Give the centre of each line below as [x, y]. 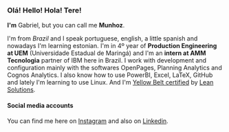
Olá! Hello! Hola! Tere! [44, 10]
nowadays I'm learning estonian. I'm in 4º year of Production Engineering [112, 46]
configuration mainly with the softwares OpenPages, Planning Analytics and [115, 68]
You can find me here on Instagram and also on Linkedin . [88, 121]
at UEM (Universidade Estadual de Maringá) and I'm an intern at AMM [107, 53]
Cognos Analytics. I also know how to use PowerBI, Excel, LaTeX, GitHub [110, 75]
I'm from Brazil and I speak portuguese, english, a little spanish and [102, 38]
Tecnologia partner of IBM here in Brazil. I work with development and [107, 60]
